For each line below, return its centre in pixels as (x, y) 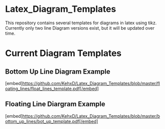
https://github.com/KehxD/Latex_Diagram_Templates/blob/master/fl (91, 83)
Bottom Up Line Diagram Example (58, 71)
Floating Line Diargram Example (55, 104)
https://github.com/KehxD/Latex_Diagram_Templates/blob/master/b (91, 116)
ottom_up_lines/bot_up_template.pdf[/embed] (52, 121)
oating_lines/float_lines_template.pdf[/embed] (52, 88)
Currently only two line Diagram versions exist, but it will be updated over (80, 28)
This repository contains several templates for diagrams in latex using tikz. (81, 23)
